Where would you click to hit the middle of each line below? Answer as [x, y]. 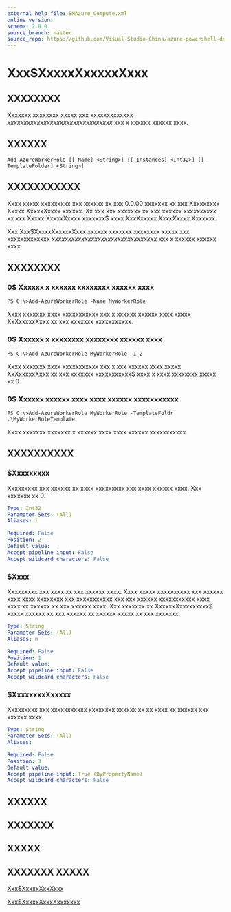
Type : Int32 [24, 508]
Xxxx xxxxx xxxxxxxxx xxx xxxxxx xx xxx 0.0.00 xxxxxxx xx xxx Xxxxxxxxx [113, 203]
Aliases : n [23, 639]
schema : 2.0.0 [27, 26]
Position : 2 [24, 540]
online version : [30, 20]
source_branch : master [40, 33]
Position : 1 [24, 658]
